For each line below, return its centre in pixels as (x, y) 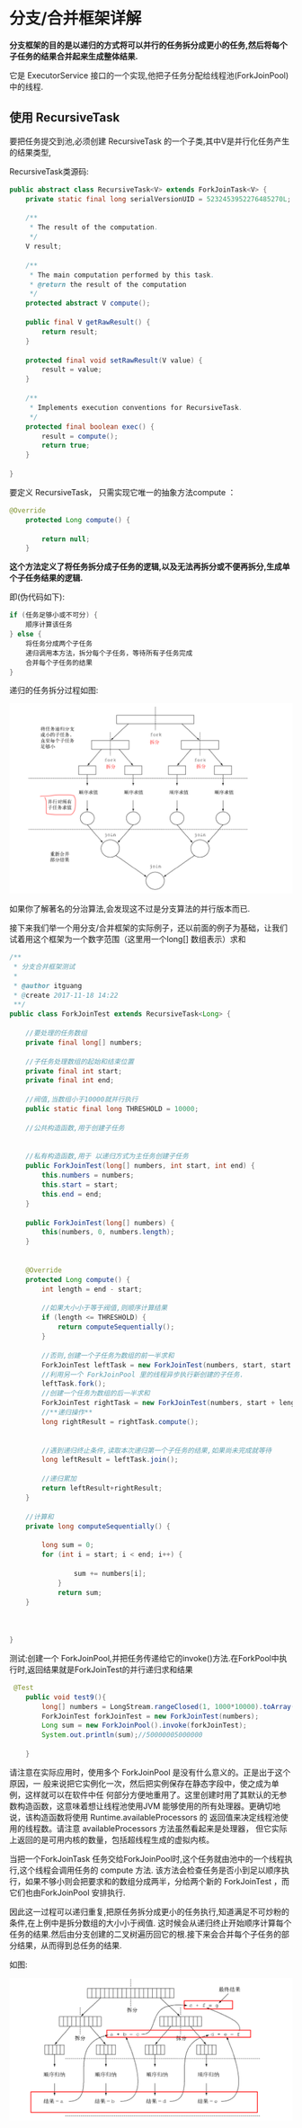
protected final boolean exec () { (90, 427)
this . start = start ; (80, 1185)
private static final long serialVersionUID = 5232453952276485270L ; (159, 199)
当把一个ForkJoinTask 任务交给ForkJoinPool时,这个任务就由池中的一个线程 (147, 1858)
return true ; (66, 446)
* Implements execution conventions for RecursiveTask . (136, 407)
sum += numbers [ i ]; (110, 1573)
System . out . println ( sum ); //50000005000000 (122, 1735)
